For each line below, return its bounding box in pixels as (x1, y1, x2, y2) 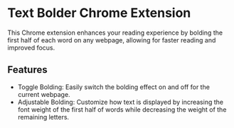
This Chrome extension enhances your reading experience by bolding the (7, 28, 223, 37)
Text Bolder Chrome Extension (7, 5, 191, 21)
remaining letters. (17, 112, 70, 121)
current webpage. (17, 90, 70, 98)
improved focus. (7, 43, 55, 52)
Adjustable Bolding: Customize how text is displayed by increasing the (17, 98, 224, 106)
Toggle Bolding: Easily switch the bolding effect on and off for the (17, 83, 210, 91)
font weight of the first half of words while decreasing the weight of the (17, 105, 227, 114)
